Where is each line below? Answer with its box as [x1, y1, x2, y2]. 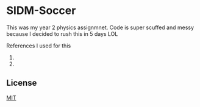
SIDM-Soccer [6, 4, 76, 18]
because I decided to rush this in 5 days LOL [6, 30, 118, 37]
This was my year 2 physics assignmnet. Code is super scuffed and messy [6, 24, 194, 31]
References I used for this [6, 42, 71, 49]
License [6, 78, 37, 88]
